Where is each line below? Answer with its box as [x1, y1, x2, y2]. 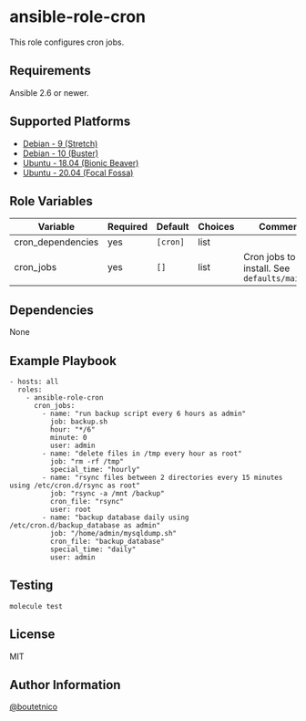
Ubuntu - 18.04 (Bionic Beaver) [22, 157, 139, 168]
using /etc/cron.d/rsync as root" [9, 481, 141, 490]
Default [156, 221, 189, 234]
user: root [49, 505, 92, 514]
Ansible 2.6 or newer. [9, 87, 89, 98]
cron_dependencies [14, 235, 99, 248]
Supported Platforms [9, 114, 131, 130]
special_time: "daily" [49, 545, 137, 554]
